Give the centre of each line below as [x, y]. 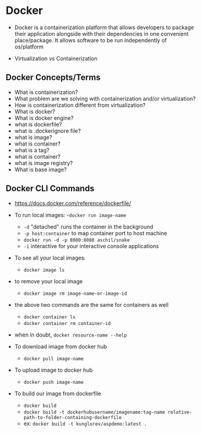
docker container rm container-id [67, 323]
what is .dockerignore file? [48, 130]
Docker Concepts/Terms [53, 77]
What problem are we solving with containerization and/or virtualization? [105, 98]
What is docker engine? [44, 118]
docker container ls [49, 317]
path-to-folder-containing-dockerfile [72, 417]
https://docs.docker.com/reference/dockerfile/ [73, 203]
